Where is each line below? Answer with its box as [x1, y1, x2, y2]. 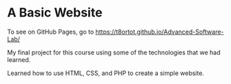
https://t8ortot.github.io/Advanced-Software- [95, 28, 224, 36]
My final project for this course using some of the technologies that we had [7, 48, 221, 56]
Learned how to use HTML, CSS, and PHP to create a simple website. [7, 69, 205, 77]
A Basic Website [7, 5, 103, 21]
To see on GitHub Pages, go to [7, 28, 94, 36]
